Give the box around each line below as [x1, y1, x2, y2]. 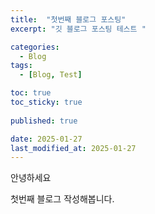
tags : [10, 61, 33, 71]
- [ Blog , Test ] [19, 70, 83, 80]
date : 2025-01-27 [10, 134, 83, 144]
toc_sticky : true [10, 97, 83, 107]
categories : [10, 42, 60, 52]
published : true [10, 116, 78, 126]
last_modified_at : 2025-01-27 [10, 143, 137, 153]
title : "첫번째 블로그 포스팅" [10, 14, 127, 25]
